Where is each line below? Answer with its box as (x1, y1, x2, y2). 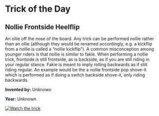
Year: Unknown (5, 96, 37, 102)
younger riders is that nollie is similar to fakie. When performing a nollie (5, 51, 148, 57)
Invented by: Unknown (5, 87, 52, 92)
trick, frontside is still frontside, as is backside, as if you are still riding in (5, 57, 150, 62)
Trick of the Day (5, 3, 71, 15)
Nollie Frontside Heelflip (5, 23, 80, 31)
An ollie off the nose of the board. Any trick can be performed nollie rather (5, 36, 155, 41)
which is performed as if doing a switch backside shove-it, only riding (5, 72, 145, 77)
